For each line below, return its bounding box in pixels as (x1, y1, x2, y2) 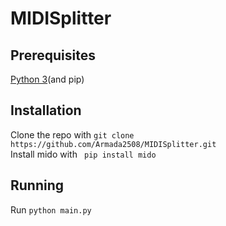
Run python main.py (10, 203, 92, 216)
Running (10, 177, 65, 194)
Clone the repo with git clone (10, 128, 135, 141)
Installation (10, 102, 82, 119)
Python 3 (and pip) (10, 73, 85, 85)
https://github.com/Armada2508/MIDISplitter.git (10, 139, 217, 149)
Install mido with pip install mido (10, 148, 157, 160)
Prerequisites (10, 47, 96, 64)
